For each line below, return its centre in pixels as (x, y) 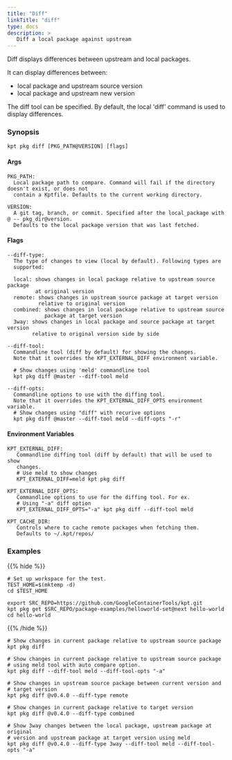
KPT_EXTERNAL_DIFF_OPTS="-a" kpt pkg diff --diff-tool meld (105, 510)
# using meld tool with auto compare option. (74, 665)
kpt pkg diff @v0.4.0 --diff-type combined (71, 714)
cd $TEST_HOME (28, 591)
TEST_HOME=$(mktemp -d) (42, 585)
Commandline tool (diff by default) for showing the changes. (105, 352)
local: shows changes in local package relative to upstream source (114, 279)
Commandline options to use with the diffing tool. (90, 395)
